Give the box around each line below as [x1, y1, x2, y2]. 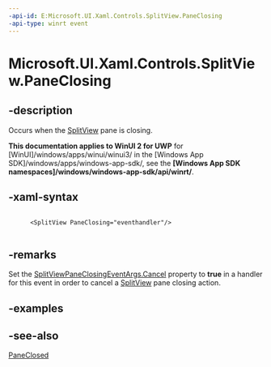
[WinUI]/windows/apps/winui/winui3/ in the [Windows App [8, 149, 204, 159]
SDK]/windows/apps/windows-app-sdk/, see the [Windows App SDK [8, 158, 241, 168]
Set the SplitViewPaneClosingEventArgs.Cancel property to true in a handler [8, 269, 263, 280]
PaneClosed [8, 350, 49, 361]
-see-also [8, 329, 59, 343]
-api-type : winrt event [8, 19, 89, 28]
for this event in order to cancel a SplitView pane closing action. [8, 278, 221, 288]
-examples [8, 301, 64, 315]
